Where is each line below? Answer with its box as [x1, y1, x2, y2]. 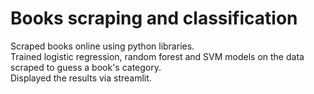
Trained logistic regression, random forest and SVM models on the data [10, 50, 305, 62]
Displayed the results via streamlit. [10, 72, 152, 84]
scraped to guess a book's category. [10, 61, 162, 73]
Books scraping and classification [10, 7, 298, 30]
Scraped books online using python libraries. [10, 40, 195, 52]
